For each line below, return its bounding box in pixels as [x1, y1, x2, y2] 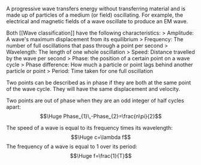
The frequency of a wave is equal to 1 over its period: [6, 143, 137, 150]
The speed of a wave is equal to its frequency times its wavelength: [6, 124, 173, 131]
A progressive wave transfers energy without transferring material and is [6, 5, 186, 12]
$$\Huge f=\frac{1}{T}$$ [70, 152, 132, 159]
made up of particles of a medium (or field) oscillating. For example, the [6, 11, 184, 19]
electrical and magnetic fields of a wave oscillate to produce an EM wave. [6, 18, 188, 25]
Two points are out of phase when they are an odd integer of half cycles [6, 97, 184, 104]
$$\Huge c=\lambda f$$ [71, 134, 131, 140]
